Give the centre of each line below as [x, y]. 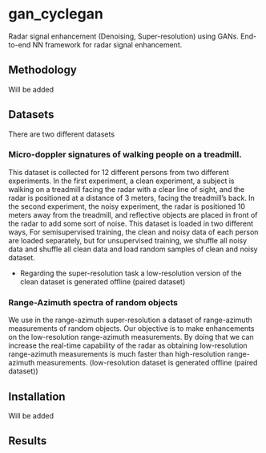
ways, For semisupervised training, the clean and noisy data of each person [133, 232]
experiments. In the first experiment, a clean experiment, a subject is [121, 181]
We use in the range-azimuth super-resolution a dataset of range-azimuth [130, 320]
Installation [37, 396]
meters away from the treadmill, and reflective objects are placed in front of [133, 214]
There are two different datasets [61, 134]
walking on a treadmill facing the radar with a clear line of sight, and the [127, 189]
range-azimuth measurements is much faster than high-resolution [117, 354]
